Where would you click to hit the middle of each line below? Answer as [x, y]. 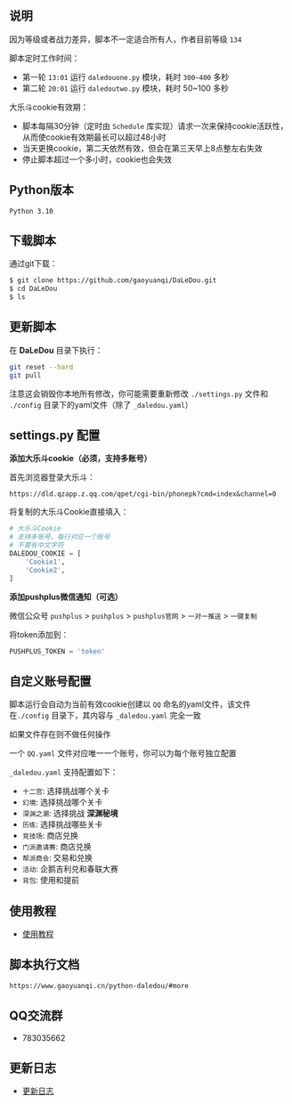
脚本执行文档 [45, 965]
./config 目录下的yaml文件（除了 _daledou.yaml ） [101, 404]
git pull [25, 375]
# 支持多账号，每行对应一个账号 [60, 537]
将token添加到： [39, 634]
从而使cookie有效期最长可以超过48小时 [94, 137]
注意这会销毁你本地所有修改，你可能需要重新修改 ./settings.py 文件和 [139, 394]
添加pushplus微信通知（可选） [66, 597]
